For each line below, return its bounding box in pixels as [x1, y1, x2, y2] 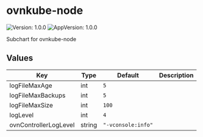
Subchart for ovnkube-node [6, 35, 77, 42]
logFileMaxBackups [9, 91, 66, 99]
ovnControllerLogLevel [9, 121, 75, 129]
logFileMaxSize [9, 101, 54, 109]
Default [116, 71, 139, 79]
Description [158, 71, 194, 79]
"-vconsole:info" [102, 121, 154, 128]
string [80, 121, 98, 129]
